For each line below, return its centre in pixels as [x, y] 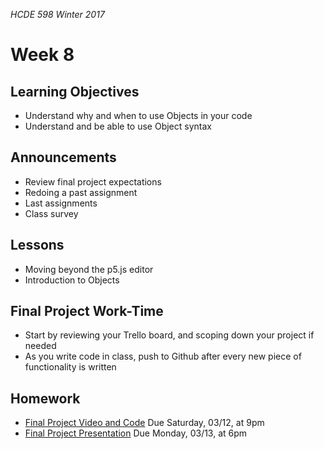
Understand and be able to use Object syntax [118, 126]
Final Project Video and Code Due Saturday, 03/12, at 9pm [144, 423]
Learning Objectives [75, 91]
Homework [45, 398]
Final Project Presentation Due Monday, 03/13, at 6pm [136, 433]
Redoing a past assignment [81, 192]
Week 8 [42, 55]
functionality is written [70, 367]
